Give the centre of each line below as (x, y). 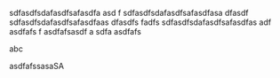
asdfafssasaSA (37, 66)
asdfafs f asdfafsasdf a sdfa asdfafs (76, 31)
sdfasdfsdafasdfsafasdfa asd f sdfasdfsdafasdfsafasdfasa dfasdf (129, 13)
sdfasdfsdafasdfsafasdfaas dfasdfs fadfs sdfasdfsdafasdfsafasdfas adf (140, 22)
